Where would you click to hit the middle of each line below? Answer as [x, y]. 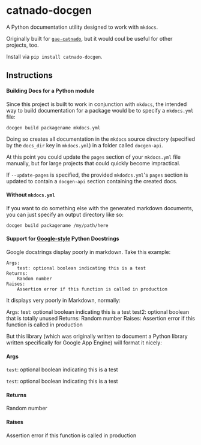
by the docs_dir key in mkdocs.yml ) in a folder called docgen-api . [85, 145]
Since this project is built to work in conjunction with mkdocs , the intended [97, 104]
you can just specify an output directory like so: [65, 214]
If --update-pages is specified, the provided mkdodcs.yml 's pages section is [97, 175]
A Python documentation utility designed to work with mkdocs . [82, 27]
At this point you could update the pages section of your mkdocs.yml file [94, 157]
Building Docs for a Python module [50, 90]
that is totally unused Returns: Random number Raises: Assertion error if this [101, 318]
